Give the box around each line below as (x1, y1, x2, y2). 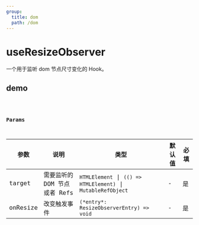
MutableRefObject (79, 187, 129, 194)
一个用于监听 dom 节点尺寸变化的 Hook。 (6, 66, 107, 73)
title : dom (11, 14, 38, 20)
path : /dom (11, 20, 38, 25)
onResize (9, 204, 38, 212)
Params (6, 116, 25, 123)
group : (6, 8, 23, 15)
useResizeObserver (6, 45, 105, 59)
